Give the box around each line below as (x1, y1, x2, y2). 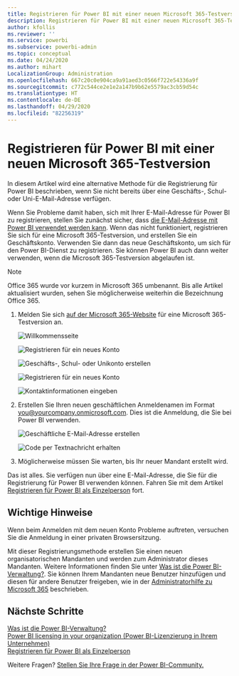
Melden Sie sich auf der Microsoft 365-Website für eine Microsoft (17, 310, 211, 318)
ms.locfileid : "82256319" (7, 110, 84, 117)
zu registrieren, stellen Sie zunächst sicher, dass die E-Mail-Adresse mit (7, 215, 218, 224)
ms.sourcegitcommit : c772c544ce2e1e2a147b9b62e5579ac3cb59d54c (7, 83, 199, 90)
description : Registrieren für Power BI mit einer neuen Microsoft (7, 17, 212, 24)
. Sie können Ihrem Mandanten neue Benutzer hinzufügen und (43, 569, 226, 578)
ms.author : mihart (7, 63, 62, 71)
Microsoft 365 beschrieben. (7, 585, 89, 593)
